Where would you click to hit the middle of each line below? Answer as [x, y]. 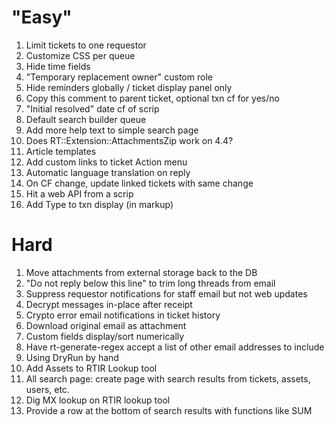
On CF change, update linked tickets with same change [139, 183]
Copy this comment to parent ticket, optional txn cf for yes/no [152, 98]
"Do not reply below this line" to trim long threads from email [150, 283]
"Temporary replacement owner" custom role [119, 77]
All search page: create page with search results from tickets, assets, [168, 378]
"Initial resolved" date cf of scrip [92, 108]
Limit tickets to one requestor [86, 45]
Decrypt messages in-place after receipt [109, 304]
